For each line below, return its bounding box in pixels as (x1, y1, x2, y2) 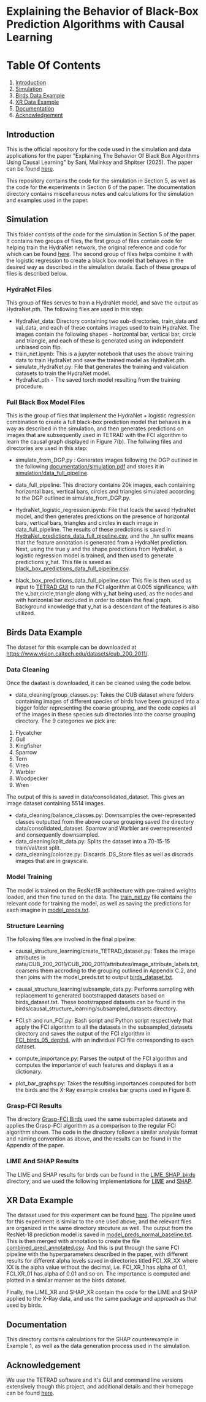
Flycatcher (15, 729, 43, 737)
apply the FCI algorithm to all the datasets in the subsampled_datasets (15, 1023, 193, 1031)
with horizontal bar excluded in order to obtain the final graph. (15, 597, 172, 604)
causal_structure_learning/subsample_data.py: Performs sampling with (15, 985, 194, 993)
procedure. (15, 382, 44, 390)
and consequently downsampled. (15, 831, 100, 838)
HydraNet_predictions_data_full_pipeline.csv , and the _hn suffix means (15, 532, 194, 540)
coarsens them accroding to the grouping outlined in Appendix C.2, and (15, 967, 197, 974)
